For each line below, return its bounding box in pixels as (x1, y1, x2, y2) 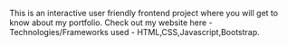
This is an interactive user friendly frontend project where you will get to (9, 8, 279, 18)
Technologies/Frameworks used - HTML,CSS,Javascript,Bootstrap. (9, 27, 260, 37)
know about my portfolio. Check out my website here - (9, 17, 213, 28)
